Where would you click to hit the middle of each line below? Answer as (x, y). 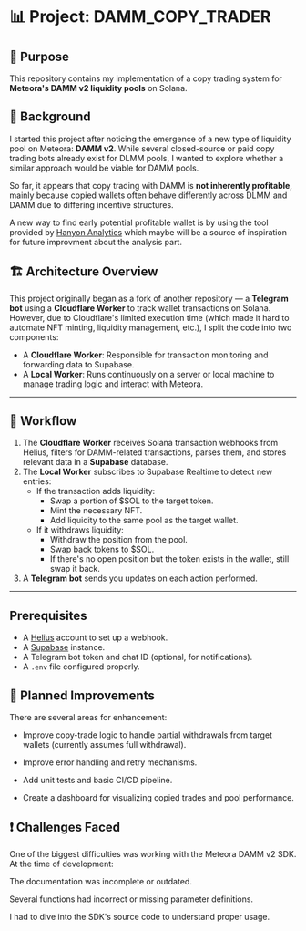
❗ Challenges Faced (65, 828)
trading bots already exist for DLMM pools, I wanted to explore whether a (147, 158)
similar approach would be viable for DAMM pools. (104, 168)
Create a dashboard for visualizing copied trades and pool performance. (158, 798)
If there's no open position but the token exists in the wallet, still (169, 559)
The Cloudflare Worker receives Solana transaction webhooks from (150, 443)
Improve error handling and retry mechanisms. (110, 762)
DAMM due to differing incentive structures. (92, 204)
